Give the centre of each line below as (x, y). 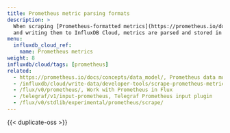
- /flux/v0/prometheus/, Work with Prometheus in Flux (93, 90)
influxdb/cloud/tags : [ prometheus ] (58, 64)
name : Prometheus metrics (56, 52)
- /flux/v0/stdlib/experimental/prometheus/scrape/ (89, 103)
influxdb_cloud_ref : (42, 45)
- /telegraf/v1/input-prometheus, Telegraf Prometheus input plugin (113, 97)
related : (20, 71)
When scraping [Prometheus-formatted (67, 26)
